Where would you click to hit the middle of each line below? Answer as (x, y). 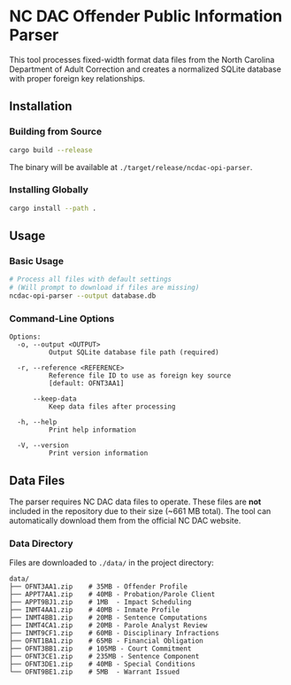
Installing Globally (49, 190)
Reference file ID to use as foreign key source (140, 376)
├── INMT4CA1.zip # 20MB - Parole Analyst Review (108, 626)
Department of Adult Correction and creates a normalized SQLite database (145, 69)
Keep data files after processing (112, 407)
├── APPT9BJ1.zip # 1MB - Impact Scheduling (100, 603)
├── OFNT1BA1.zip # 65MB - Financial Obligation (106, 641)
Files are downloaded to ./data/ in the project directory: (111, 563)
